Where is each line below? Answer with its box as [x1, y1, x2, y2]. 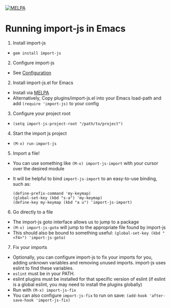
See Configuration [12, 69, 52, 75]
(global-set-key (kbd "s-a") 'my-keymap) [12, 195, 102, 200]
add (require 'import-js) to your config [12, 100, 99, 106]
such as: [12, 181, 31, 187]
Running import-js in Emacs [5, 23, 126, 34]
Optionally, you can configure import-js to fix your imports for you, [12, 254, 153, 260]
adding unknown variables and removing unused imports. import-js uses [12, 259, 166, 265]
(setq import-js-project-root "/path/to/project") [12, 121, 123, 126]
